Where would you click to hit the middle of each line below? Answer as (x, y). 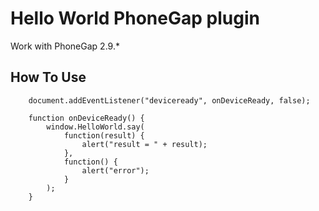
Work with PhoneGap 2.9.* (65, 46)
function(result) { (104, 135)
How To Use (48, 77)
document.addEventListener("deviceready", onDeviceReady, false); (169, 100)
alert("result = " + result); (144, 144)
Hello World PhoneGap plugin (135, 18)
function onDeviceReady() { (86, 118)
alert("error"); (115, 170)
